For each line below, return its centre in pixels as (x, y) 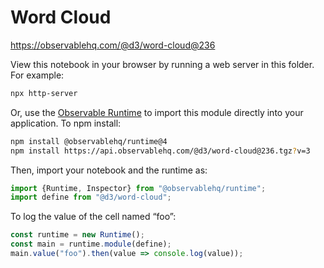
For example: (37, 75)
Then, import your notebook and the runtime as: (109, 170)
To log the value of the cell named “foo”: (93, 217)
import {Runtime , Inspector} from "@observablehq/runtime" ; (138, 188)
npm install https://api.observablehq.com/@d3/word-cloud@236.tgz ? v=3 (160, 151)
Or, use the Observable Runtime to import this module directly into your (157, 112)
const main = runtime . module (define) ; (91, 244)
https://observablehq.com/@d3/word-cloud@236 (113, 45)
